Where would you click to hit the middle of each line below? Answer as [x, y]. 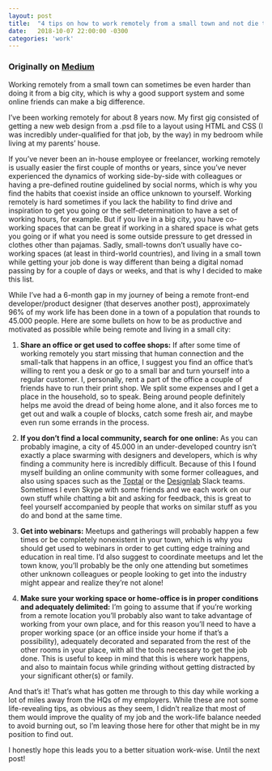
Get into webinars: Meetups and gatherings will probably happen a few [139, 531]
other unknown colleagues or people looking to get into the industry [133, 574]
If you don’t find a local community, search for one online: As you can [139, 438]
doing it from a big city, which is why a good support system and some [127, 93]
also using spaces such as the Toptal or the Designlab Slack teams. [132, 481]
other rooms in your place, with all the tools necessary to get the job [134, 650]
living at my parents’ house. [55, 143]
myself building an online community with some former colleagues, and [139, 472]
